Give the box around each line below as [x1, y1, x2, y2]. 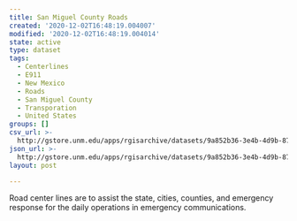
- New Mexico [17, 79, 65, 88]
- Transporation [17, 103, 77, 112]
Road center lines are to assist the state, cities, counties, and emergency [9, 193, 274, 203]
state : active [9, 37, 62, 47]
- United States [17, 111, 77, 120]
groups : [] [9, 120, 49, 129]
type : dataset [9, 46, 62, 55]
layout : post [9, 161, 57, 170]
